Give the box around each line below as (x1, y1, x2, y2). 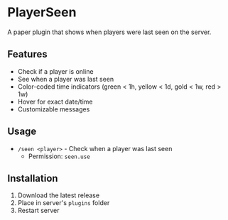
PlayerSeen (7, 4, 77, 21)
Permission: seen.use (28, 152, 90, 160)
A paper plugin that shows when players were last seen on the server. (7, 28, 212, 36)
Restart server (17, 207, 60, 215)
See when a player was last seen (17, 75, 114, 83)
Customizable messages (17, 104, 90, 114)
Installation (7, 172, 58, 185)
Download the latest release (17, 191, 100, 199)
